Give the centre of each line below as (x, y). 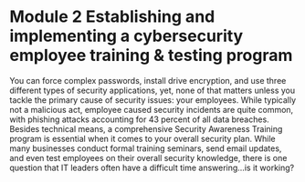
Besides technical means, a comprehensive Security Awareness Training (146, 128)
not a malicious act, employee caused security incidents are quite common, (152, 109)
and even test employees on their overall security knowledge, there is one (148, 157)
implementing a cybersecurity (126, 36)
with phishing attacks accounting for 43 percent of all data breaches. (139, 119)
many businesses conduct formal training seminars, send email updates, (146, 148)
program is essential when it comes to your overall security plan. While (142, 138)
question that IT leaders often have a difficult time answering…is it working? (152, 167)
